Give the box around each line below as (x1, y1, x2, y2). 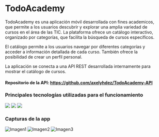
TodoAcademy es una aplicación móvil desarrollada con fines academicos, (5, 19, 155, 25)
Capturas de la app (5, 115, 50, 122)
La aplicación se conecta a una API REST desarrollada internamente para (5, 63, 151, 69)
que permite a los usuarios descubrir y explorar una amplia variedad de (5, 24, 148, 30)
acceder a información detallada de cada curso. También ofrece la (5, 49, 138, 55)
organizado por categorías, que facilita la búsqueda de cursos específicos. (5, 34, 155, 40)
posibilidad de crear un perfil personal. (5, 54, 82, 60)
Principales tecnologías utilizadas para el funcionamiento (5, 91, 143, 98)
